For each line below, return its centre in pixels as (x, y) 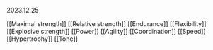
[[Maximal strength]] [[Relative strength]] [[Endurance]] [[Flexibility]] (106, 24)
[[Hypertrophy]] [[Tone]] (42, 39)
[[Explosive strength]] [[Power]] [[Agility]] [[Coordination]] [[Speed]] (106, 31)
